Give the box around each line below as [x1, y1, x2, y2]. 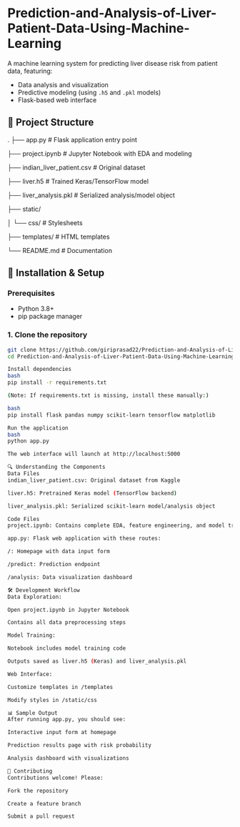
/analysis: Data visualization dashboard [7, 573, 133, 580]
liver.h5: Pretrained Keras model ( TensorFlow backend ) [7, 490, 177, 497]
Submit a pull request [7, 813, 75, 820]
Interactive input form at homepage [7, 729, 116, 736]
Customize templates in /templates [7, 683, 114, 690]
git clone [7, 346, 37, 353]
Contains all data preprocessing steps [7, 619, 126, 626]
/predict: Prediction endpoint [7, 561, 101, 568]
